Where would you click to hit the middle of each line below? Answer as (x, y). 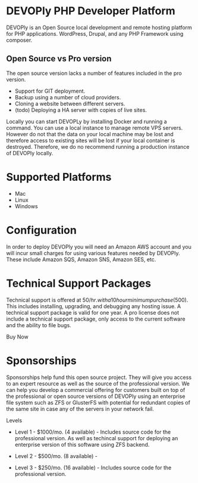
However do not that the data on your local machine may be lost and (90, 134)
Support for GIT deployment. (50, 91)
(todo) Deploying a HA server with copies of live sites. (81, 110)
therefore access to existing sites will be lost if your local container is (91, 140)
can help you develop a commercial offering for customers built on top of (96, 390)
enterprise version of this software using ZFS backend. (82, 444)
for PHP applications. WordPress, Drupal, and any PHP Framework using (95, 33)
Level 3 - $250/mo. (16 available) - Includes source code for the (93, 468)
